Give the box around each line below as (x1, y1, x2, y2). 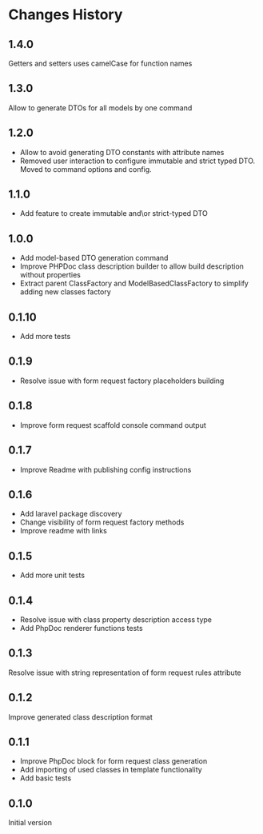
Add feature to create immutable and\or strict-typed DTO (19, 209, 208, 218)
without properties (19, 270, 82, 280)
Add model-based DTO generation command (19, 253, 169, 263)
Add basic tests (19, 773, 72, 783)
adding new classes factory (19, 287, 112, 297)
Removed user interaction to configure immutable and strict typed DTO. (19, 156, 256, 166)
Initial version (8, 818, 53, 828)
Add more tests (19, 332, 71, 341)
